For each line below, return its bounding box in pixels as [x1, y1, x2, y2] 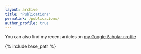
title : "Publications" [5, 12, 51, 17]
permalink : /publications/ [5, 16, 60, 21]
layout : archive [5, 7, 38, 12]
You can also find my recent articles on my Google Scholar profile [5, 34, 136, 40]
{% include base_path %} [5, 43, 56, 49]
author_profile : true [5, 20, 49, 26]
